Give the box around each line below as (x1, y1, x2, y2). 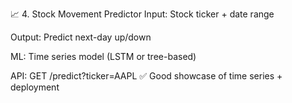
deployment (10, 81, 60, 93)
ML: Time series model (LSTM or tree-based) (10, 51, 197, 62)
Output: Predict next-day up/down (10, 31, 152, 43)
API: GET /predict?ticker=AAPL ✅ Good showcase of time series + (10, 70, 283, 82)
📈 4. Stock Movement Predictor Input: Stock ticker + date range (10, 8, 275, 20)
